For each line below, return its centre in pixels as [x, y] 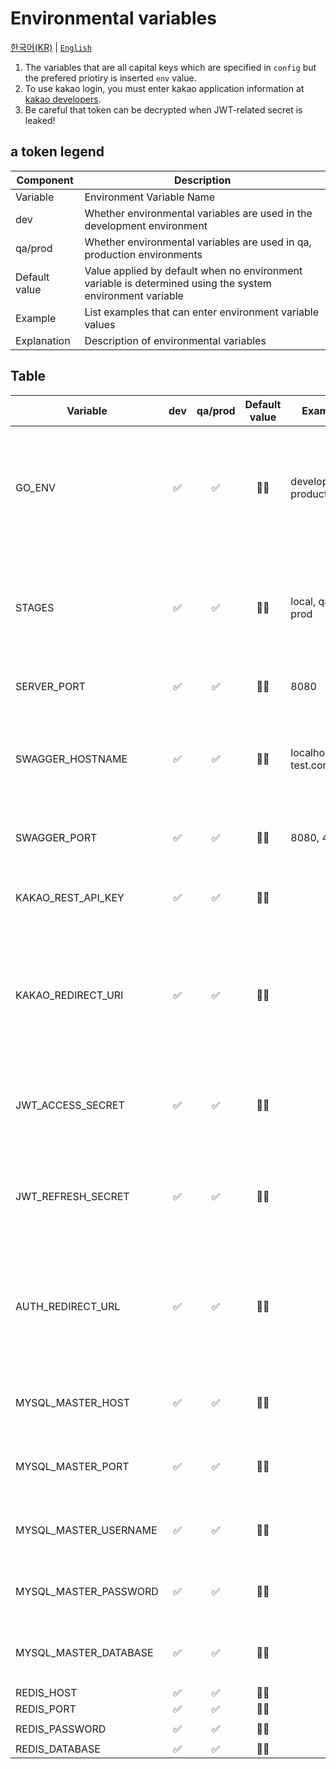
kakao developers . [63, 99]
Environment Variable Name [150, 197]
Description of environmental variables [175, 340]
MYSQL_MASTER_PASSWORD [87, 1591]
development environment [146, 225]
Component [45, 180]
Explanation [43, 340]
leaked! [40, 120]
